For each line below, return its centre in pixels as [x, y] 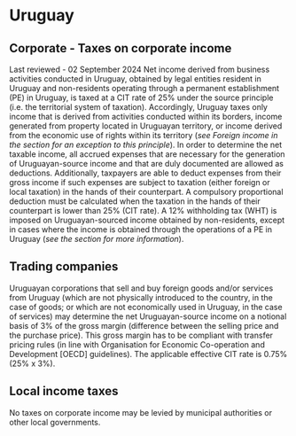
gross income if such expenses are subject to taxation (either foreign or [140, 182]
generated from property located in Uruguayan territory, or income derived [146, 126]
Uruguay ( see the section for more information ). [97, 239]
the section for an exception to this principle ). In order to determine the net [146, 144]
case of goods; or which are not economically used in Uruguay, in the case [146, 307]
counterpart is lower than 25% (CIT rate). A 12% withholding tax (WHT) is [143, 210]
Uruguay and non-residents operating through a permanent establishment [144, 88]
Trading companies [64, 267]
